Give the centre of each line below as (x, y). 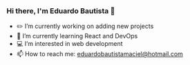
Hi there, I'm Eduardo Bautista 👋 (61, 11)
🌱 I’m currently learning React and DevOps (77, 36)
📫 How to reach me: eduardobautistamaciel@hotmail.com (100, 54)
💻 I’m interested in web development (69, 44)
